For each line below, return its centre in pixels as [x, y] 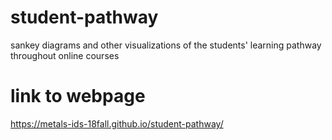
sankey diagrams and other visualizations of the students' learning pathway [166, 45]
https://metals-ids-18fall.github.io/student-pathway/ [117, 123]
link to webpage [78, 96]
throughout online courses [65, 55]
